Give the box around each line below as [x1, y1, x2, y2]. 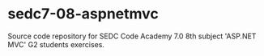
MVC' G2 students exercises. [7, 39, 104, 49]
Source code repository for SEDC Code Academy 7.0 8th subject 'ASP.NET [7, 31, 257, 41]
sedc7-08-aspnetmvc [7, 5, 159, 23]
